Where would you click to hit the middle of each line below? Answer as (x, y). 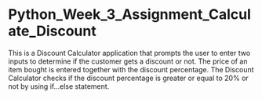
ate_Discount (52, 31)
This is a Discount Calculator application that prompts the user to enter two (129, 53)
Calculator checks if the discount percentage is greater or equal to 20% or (128, 78)
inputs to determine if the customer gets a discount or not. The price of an (128, 61)
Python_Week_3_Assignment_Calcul (129, 15)
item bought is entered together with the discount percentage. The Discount (131, 69)
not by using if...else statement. (59, 86)
